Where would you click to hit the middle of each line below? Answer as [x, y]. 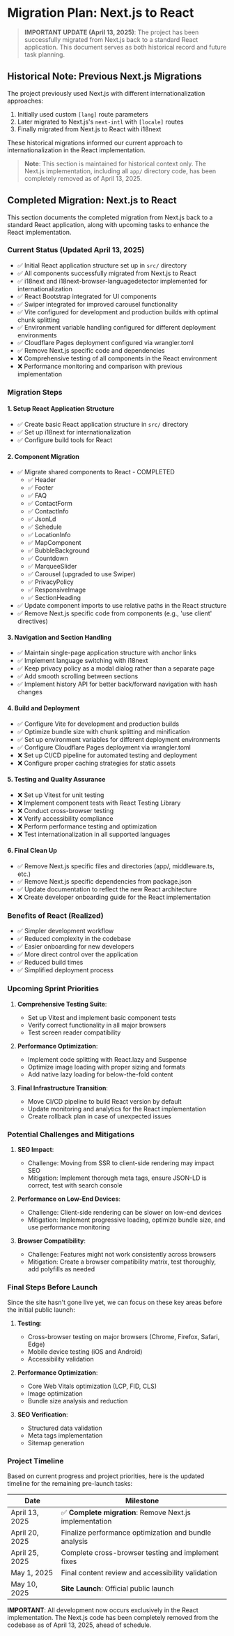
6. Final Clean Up [32, 851]
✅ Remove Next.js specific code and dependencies [91, 350]
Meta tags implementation [65, 1436]
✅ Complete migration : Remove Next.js [126, 1512]
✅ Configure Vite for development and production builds [98, 724]
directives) [33, 621]
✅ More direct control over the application [77, 954]
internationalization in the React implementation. [77, 150]
